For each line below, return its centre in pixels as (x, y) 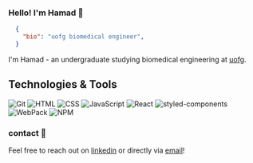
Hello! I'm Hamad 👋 (46, 13)
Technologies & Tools (63, 84)
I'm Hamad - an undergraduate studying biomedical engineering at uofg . (127, 59)
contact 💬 (27, 133)
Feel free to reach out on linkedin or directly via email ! (97, 150)
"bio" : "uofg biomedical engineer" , (84, 37)
